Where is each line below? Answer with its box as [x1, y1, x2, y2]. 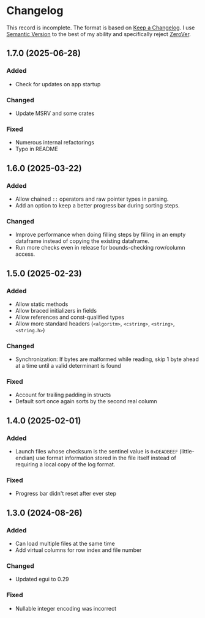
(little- [179, 448, 195, 455]
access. [15, 250, 35, 258]
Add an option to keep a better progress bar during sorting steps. [15, 201, 180, 209]
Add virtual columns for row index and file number [15, 546, 142, 554]
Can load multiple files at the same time [15, 540, 115, 548]
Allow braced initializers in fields [15, 307, 97, 314]
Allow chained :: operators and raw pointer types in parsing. [15, 195, 169, 203]
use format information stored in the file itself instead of [35, 454, 176, 462]
